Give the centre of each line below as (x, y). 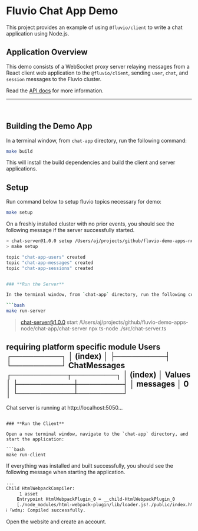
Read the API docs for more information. (55, 91)
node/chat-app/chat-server (54, 329)
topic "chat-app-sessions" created (50, 268)
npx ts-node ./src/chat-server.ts (128, 329)
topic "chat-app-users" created (46, 257)
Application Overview (47, 52)
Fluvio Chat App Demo (62, 11)
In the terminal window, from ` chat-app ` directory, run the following (96, 295)
